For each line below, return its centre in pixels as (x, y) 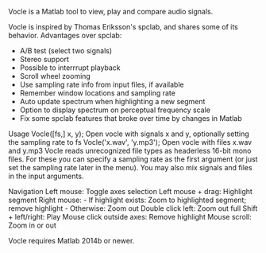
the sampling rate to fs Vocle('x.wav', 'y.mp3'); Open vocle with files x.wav (130, 142)
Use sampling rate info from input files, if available (102, 84)
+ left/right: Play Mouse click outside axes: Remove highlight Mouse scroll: (130, 217)
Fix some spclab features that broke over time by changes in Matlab (131, 118)
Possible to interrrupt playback (70, 68)
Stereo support (44, 59)
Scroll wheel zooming (55, 76)
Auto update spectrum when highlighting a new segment (112, 101)
